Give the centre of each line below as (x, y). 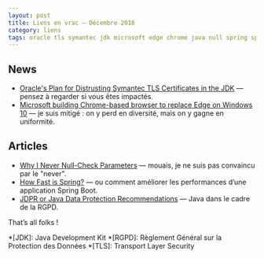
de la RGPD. (39, 207)
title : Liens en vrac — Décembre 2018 (71, 23)
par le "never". (43, 173)
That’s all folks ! (33, 222)
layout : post (29, 15)
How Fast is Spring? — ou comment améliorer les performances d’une (133, 182)
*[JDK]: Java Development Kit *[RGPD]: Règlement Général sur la (115, 238)
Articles (28, 146)
